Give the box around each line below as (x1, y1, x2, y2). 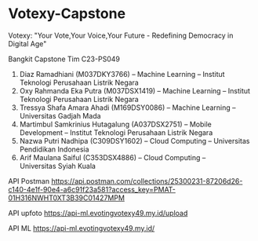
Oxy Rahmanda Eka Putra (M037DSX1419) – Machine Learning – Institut (19, 86, 251, 95)
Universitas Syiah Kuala (19, 161, 96, 170)
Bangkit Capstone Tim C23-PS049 (8, 54, 120, 64)
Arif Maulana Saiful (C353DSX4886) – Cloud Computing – (19, 152, 206, 162)
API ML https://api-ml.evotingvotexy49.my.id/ (8, 223, 155, 232)
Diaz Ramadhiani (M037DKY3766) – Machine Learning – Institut (19, 69, 225, 79)
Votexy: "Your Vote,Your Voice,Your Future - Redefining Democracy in (8, 31, 234, 40)
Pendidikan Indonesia (19, 144, 89, 154)
